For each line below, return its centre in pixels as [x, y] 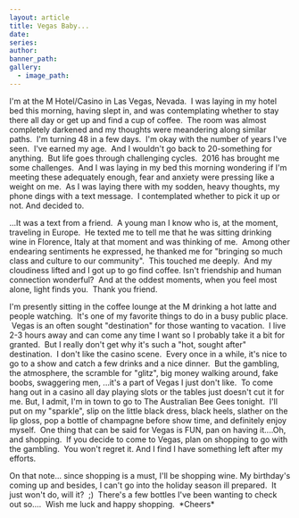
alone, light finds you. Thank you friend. [83, 289]
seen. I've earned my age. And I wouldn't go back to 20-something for [141, 148]
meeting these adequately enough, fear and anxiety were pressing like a [142, 177]
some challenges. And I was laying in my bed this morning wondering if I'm [148, 167]
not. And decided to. [47, 205]
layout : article [39, 17]
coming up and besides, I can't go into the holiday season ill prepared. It [143, 485]
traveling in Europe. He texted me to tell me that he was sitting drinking [141, 232]
